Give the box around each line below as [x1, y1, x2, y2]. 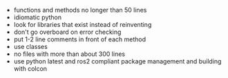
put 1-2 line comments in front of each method [13, 35, 146, 43]
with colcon [13, 65, 47, 72]
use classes [13, 43, 48, 50]
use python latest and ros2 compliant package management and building [13, 57, 222, 65]
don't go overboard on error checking [13, 28, 122, 36]
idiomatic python [13, 13, 62, 21]
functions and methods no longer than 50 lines [13, 6, 147, 14]
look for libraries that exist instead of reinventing [13, 21, 152, 28]
